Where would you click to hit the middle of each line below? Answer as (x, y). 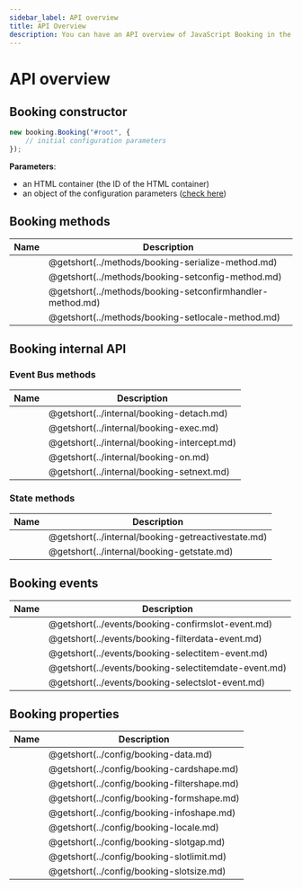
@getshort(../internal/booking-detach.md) (138, 413)
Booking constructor (68, 112)
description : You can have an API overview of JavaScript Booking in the (151, 34)
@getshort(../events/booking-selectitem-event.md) (158, 653)
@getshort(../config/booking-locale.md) (134, 828)
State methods (42, 498)
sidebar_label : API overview (64, 18)
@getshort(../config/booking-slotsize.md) (137, 871)
